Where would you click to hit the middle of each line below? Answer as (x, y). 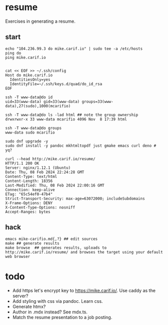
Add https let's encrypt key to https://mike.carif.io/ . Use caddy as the (84, 290)
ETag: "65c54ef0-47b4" (29, 194)
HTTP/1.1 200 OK (22, 163)
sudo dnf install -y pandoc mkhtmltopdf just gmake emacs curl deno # (81, 146)
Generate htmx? (29, 306)
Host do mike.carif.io (29, 75)
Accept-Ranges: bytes (28, 212)
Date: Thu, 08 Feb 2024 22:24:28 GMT (45, 172)
